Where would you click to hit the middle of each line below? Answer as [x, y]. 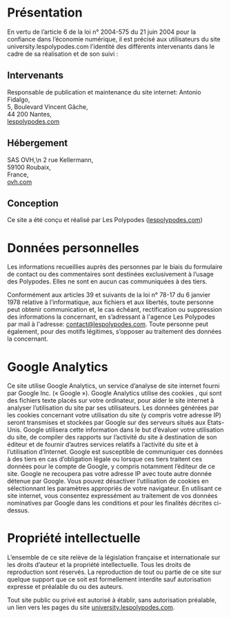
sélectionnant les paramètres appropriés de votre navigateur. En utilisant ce [114, 488]
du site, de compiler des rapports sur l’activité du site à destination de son [112, 437]
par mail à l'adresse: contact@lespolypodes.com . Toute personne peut [108, 324]
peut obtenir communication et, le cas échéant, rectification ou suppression [115, 310]
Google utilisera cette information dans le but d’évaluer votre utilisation [123, 430]
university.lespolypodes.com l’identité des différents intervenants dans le [111, 46]
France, [18, 175]
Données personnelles [73, 248]
